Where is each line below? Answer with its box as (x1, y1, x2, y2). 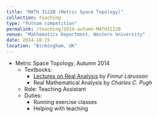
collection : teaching (6, 15, 61, 21)
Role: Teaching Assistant (24, 85, 86, 92)
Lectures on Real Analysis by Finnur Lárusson (33, 72, 148, 80)
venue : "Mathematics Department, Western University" (6, 32, 146, 38)
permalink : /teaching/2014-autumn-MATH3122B (6, 26, 121, 32)
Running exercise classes (33, 98, 97, 105)
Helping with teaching (33, 105, 88, 112)
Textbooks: (24, 66, 53, 73)
